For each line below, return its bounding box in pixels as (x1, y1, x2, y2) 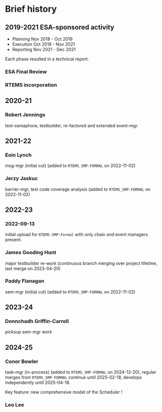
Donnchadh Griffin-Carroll (5, 318, 69, 325)
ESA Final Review (5, 68, 47, 75)
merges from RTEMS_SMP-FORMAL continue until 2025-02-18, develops (5, 375, 142, 381)
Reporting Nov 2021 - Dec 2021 (12, 47, 76, 52)
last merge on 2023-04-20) (5, 265, 61, 271)
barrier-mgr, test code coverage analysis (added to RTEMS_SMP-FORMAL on (5, 186, 151, 192)
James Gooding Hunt (5, 249, 56, 256)
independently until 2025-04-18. (5, 380, 71, 385)
